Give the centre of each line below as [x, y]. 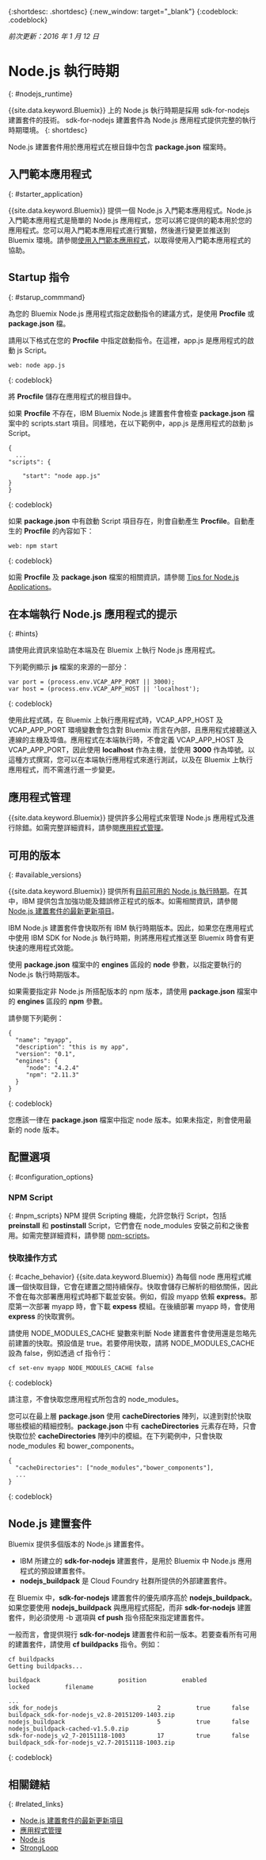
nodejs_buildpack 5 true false [129, 1722]
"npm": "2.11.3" [53, 1075]
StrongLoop [39, 1848]
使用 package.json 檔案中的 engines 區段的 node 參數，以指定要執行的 [125, 965]
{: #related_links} [36, 1804]
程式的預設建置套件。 [54, 1571]
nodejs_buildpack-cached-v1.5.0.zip [68, 1729]
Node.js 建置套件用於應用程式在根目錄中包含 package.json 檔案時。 [120, 147]
